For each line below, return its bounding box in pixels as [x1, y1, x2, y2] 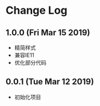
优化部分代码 [14, 59, 46, 66]
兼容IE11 [14, 52, 34, 59]
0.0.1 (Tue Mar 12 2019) [5, 77, 95, 87]
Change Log [5, 4, 67, 17]
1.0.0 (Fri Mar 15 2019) [5, 28, 91, 38]
